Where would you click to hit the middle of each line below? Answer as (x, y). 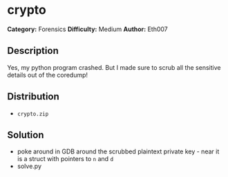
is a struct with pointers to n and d (65, 159)
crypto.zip (33, 114)
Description (33, 51)
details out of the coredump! (48, 75)
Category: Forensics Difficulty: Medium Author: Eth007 (87, 29)
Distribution (34, 96)
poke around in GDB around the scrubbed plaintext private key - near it (118, 151)
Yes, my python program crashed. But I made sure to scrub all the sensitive (114, 67)
